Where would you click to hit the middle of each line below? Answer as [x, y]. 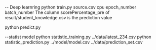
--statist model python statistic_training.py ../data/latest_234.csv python [78, 37]
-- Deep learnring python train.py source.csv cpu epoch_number [71, 7]
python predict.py [23, 27]
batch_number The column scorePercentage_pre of [57, 12]
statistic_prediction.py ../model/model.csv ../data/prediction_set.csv [74, 42]
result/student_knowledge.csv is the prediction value [58, 18]
